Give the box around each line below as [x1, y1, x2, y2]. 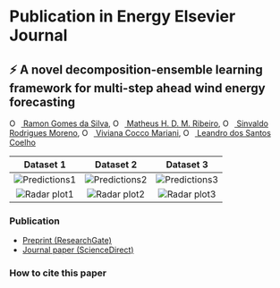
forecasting [9, 94, 76, 109]
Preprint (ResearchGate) [21, 235, 112, 246]
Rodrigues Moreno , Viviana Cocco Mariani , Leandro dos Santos [9, 128, 271, 138]
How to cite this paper [9, 267, 107, 279]
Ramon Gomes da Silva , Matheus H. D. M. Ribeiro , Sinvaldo [22, 118, 268, 129]
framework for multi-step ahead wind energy [9, 80, 266, 96]
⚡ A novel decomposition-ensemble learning [9, 62, 263, 77]
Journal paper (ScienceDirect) [21, 244, 134, 256]
